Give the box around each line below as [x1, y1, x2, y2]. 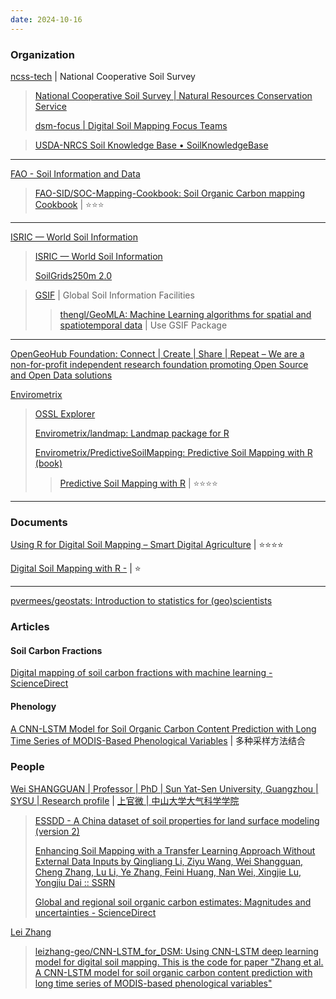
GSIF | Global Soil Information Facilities [34, 289, 195, 301]
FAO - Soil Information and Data [10, 167, 141, 180]
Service [34, 100, 67, 112]
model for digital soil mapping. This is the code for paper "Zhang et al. [34, 956, 324, 968]
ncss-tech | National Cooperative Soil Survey [10, 70, 196, 82]
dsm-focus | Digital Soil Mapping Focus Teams [34, 119, 228, 131]
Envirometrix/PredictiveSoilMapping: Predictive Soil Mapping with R [34, 446, 313, 458]
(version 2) [34, 825, 80, 837]
